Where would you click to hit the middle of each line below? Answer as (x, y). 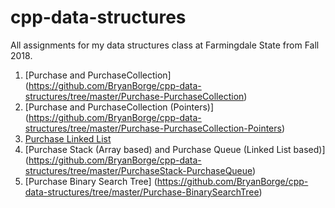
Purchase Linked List (68, 138)
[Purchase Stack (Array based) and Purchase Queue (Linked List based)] (175, 149)
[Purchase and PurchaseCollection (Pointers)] (119, 107)
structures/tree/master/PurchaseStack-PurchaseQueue (138, 170)
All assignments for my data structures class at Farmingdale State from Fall (165, 45)
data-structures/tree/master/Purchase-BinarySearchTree (142, 192)
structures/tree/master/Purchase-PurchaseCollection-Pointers (153, 128)
